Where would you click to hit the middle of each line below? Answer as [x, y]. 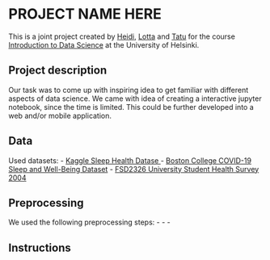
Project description [58, 71]
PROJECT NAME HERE [85, 14]
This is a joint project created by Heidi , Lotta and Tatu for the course [122, 36]
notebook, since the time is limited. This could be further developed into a [131, 107]
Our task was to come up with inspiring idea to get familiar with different [129, 90]
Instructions [40, 247]
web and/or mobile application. [60, 115]
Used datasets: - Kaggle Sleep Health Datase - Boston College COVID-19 [130, 160]
